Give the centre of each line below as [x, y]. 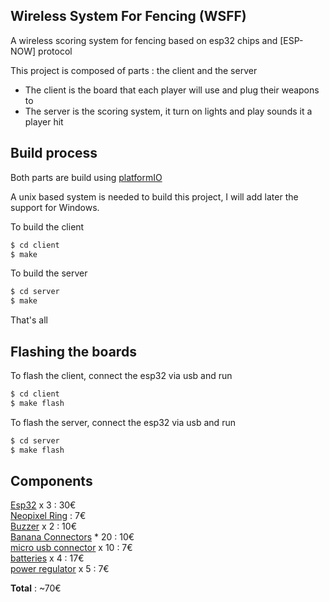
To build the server [49, 273]
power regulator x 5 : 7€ [60, 569]
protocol [55, 51]
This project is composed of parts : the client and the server [134, 70]
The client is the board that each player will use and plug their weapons [172, 90]
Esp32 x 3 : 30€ [43, 505]
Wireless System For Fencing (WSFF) [128, 16]
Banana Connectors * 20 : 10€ [72, 537]
